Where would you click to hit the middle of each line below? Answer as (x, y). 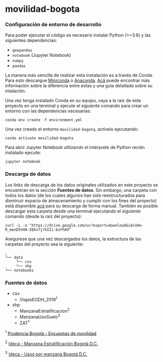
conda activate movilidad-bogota (39, 138)
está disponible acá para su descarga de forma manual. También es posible (81, 206)
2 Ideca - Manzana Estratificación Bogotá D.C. (52, 343)
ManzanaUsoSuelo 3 (40, 317)
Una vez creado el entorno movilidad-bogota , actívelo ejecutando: (72, 129)
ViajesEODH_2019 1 (38, 299)
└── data (14, 257)
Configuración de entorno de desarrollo (53, 25)
